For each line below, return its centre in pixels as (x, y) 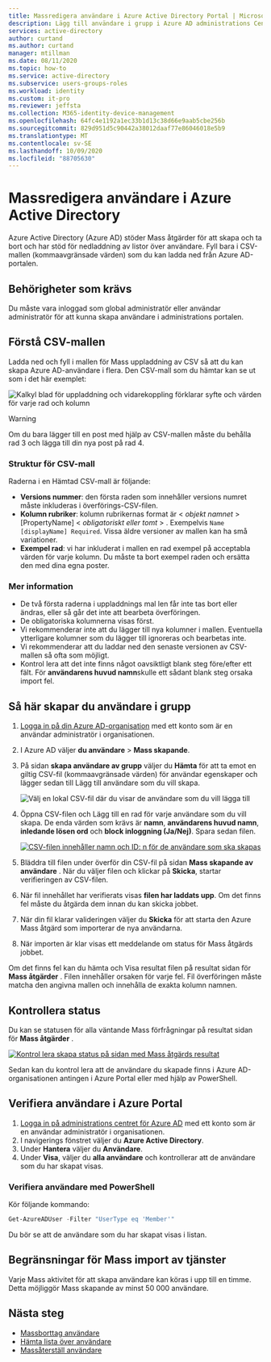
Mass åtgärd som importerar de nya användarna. (101, 928)
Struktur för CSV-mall (52, 463)
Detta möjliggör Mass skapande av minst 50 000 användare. (108, 1288)
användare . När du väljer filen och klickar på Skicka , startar (121, 871)
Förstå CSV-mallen (57, 343)
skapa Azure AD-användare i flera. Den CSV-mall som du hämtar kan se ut (132, 370)
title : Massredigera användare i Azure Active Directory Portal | (122, 16)
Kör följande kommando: (49, 1205)
